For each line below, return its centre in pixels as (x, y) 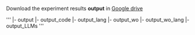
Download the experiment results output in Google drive (75, 8)
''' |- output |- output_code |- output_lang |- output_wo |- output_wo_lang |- (98, 20)
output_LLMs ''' (25, 26)
